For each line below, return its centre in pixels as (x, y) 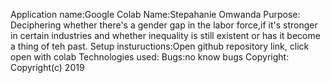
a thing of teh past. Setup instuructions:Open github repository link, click (160, 46)
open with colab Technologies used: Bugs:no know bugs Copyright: (150, 57)
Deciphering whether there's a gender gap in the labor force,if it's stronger (164, 25)
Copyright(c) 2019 (47, 67)
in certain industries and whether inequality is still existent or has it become (165, 35)
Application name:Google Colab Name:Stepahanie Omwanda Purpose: (155, 14)
